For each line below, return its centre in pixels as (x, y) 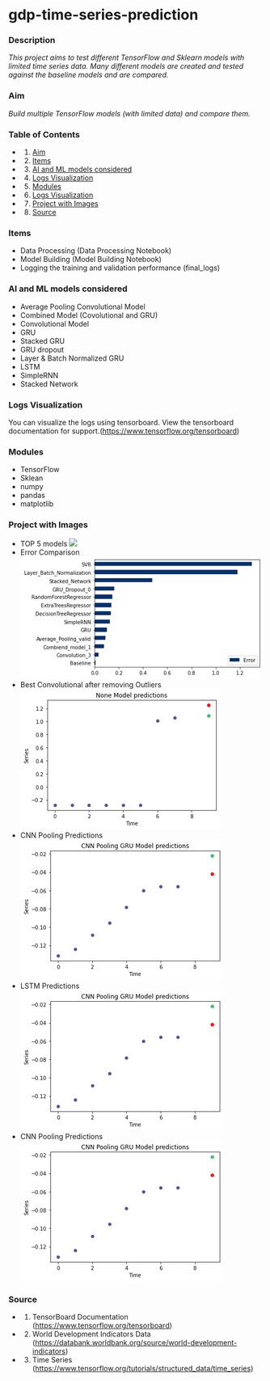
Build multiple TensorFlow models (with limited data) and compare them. (129, 113)
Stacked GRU (42, 340)
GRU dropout (42, 349)
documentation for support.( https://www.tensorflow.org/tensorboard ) (124, 431)
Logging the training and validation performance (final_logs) (120, 268)
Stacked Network (49, 384)
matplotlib (37, 504)
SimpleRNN (39, 375)
